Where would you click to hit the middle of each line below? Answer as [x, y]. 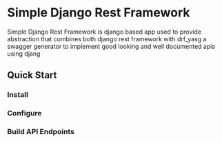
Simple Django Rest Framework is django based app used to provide [104, 32]
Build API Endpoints [41, 132]
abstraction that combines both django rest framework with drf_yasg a [107, 38]
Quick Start [32, 75]
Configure [24, 113]
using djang [24, 54]
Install [18, 95]
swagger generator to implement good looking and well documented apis [111, 46]
